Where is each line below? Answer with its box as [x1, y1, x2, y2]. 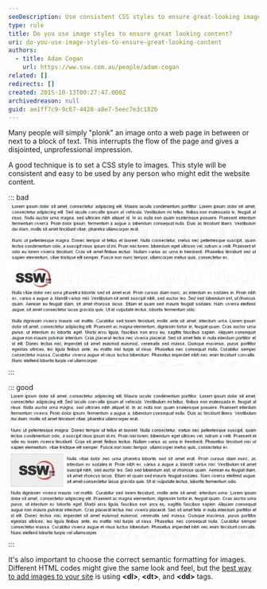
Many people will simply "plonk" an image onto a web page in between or [8, 128, 250, 138]
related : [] [8, 72, 48, 80]
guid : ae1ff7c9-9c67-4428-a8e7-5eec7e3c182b [8, 105, 158, 113]
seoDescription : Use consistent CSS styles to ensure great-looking [8, 13, 240, 21]
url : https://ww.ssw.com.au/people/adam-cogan [22, 64, 180, 72]
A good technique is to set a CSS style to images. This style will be [8, 160, 226, 170]
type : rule [8, 21, 44, 29]
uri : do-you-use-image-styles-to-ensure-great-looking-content [8, 38, 222, 46]
